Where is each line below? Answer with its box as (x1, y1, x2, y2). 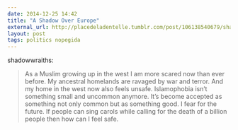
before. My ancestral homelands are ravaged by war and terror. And (24, 77, 224, 85)
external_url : (7, 23, 50, 30)
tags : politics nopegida (7, 37, 81, 44)
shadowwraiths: (7, 56, 54, 64)
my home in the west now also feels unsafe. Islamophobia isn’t (24, 85, 208, 93)
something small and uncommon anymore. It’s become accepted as (24, 93, 222, 101)
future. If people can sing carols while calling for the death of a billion (24, 107, 227, 116)
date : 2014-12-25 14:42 (7, 10, 78, 18)
